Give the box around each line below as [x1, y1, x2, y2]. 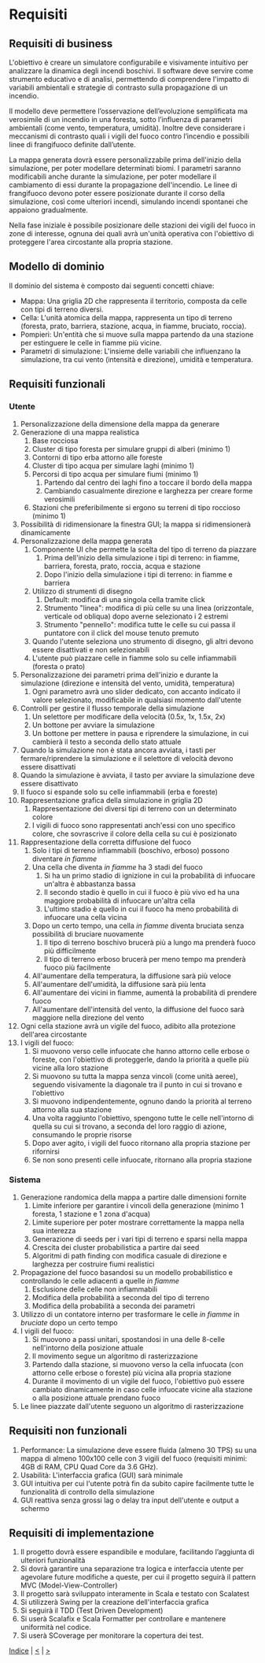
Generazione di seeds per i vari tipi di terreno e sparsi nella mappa [31, 1234, 248, 1244]
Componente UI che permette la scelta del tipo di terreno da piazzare [31, 545, 257, 554]
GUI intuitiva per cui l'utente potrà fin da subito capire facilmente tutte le [20, 1478, 255, 1488]
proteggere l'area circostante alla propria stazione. [9, 238, 173, 246]
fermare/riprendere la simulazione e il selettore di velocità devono [20, 753, 234, 763]
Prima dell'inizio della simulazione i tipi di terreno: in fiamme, [43, 552, 240, 562]
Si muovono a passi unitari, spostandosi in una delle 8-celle [31, 1334, 225, 1343]
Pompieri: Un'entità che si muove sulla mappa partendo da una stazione [20, 329, 254, 339]
